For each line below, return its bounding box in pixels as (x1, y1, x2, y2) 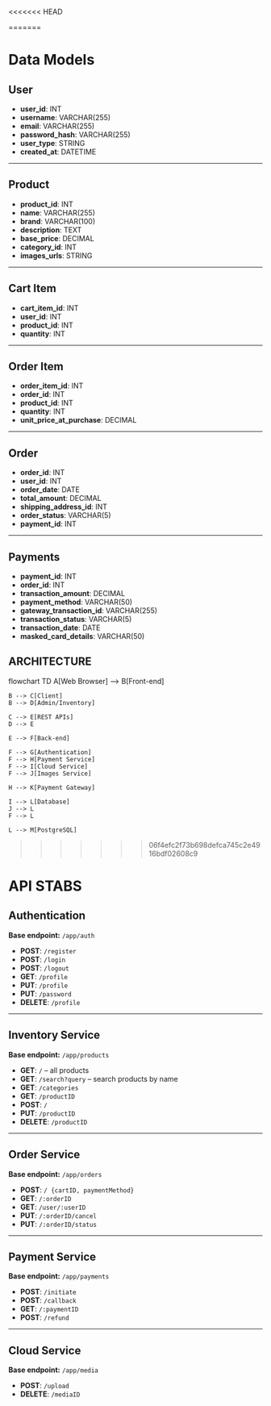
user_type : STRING (19, 139, 85, 148)
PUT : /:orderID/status (19, 1219, 97, 1229)
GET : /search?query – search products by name (19, 1074, 179, 1083)
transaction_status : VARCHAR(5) (19, 615, 132, 624)
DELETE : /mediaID (19, 1389, 81, 1399)
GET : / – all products (19, 1065, 90, 1075)
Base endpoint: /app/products (8, 1049, 110, 1059)
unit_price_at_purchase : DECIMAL (19, 415, 137, 425)
